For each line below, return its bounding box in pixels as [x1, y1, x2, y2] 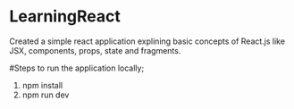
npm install [21, 80, 63, 90]
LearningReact [9, 6, 121, 27]
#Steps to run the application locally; [9, 63, 145, 73]
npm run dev [21, 89, 70, 100]
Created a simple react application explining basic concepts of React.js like [9, 36, 286, 46]
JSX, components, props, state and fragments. [9, 45, 181, 55]
